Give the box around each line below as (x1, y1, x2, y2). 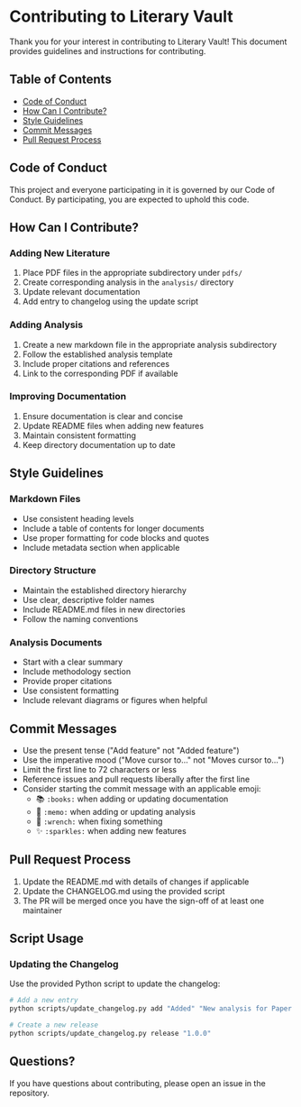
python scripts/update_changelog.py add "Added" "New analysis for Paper (9, 1004, 293, 1013)
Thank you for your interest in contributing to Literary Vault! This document (9, 36, 287, 47)
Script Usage (9, 931, 84, 947)
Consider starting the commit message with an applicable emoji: (22, 782, 261, 794)
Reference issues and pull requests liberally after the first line (22, 773, 251, 784)
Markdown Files (9, 493, 81, 506)
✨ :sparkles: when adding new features (35, 825, 187, 836)
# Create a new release (9, 1020, 99, 1029)
